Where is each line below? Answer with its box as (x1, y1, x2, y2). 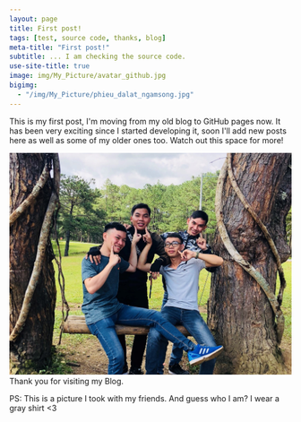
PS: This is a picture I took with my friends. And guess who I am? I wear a (9, 392, 280, 403)
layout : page (9, 14, 58, 23)
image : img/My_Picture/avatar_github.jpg (9, 72, 167, 81)
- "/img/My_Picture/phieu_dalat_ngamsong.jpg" (17, 90, 194, 99)
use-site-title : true (9, 62, 90, 71)
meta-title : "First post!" (9, 43, 110, 52)
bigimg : (9, 81, 39, 90)
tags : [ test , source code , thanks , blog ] (9, 33, 167, 42)
